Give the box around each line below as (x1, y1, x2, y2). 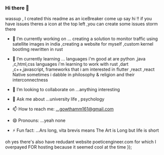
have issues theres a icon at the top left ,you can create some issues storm (5, 21, 158, 27)
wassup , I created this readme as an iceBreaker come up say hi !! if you (5, 16, 152, 22)
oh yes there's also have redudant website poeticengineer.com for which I (5, 139, 156, 145)
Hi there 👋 (5, 4, 30, 11)
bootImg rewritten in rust (12, 47, 63, 52)
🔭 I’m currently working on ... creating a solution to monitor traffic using (12, 36, 158, 42)
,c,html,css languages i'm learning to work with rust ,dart (12, 61, 129, 67)
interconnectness (12, 77, 48, 83)
